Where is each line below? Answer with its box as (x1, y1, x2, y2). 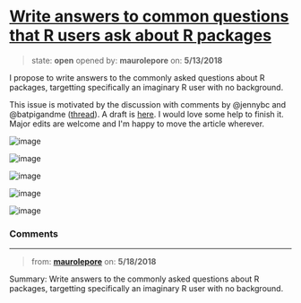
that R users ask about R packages (9, 25, 271, 46)
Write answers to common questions (9, 6, 289, 27)
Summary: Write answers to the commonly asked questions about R (9, 273, 260, 284)
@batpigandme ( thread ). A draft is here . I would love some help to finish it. (9, 108, 284, 119)
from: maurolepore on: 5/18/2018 (30, 256, 157, 267)
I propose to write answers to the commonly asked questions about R (9, 72, 266, 82)
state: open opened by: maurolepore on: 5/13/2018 (30, 55, 223, 65)
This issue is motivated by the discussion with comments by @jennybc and (9, 99, 287, 109)
